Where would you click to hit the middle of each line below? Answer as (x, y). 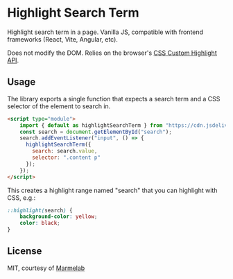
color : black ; (40, 223)
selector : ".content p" (66, 158)
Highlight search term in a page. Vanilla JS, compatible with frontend (105, 32)
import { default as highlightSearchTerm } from (91, 125)
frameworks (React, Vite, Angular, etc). (62, 39)
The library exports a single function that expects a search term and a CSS (114, 99)
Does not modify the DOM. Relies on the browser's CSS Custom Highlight (112, 53)
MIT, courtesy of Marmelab (46, 268)
